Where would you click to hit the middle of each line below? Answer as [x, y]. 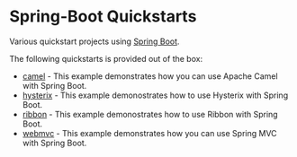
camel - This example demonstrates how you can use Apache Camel [150, 76]
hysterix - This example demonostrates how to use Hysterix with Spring [155, 95]
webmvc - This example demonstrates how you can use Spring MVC [149, 133]
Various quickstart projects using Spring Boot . [94, 41]
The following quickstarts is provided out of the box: [106, 58]
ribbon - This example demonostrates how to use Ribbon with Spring [150, 114]
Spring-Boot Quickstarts [103, 17]
